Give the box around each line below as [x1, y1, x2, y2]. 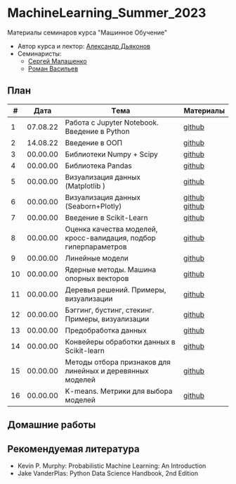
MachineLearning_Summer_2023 [7, 5, 206, 21]
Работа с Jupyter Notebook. [65, 118, 159, 128]
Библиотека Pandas [65, 161, 132, 170]
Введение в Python [65, 126, 130, 136]
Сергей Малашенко [27, 56, 87, 65]
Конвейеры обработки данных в [65, 337, 176, 347]
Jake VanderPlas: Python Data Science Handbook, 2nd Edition [17, 469, 199, 477]
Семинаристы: [17, 49, 62, 58]
